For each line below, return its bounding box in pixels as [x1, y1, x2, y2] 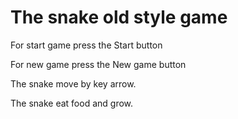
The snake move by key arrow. [10, 77, 137, 90]
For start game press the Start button [10, 39, 163, 51]
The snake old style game [10, 6, 228, 29]
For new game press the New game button [10, 58, 187, 70]
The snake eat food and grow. [10, 97, 134, 109]
